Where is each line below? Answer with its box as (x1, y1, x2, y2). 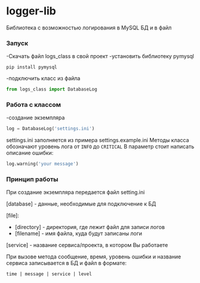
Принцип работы (6, 175, 59, 183)
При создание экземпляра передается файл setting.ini (6, 189, 145, 196)
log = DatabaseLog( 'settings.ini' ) (6, 126, 95, 132)
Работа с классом (6, 101, 61, 109)
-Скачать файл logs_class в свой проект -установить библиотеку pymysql (6, 53, 194, 60)
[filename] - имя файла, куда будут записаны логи (14, 230, 142, 237)
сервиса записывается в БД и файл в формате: (6, 260, 127, 267)
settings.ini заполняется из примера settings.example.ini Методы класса (6, 137, 189, 144)
